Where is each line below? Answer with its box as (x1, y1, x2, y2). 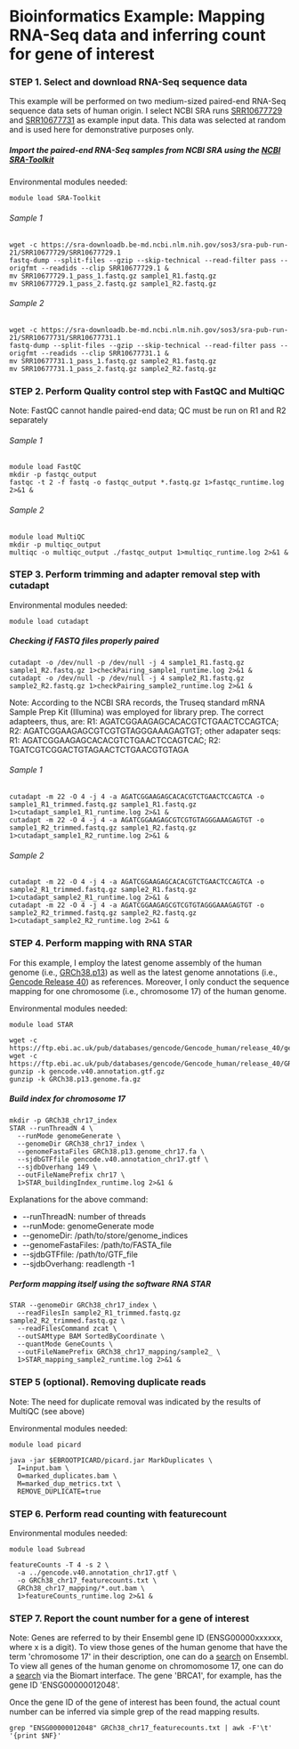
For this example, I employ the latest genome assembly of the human (9, 957, 263, 968)
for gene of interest (9, 45, 155, 64)
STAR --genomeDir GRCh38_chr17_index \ (9, 1301, 158, 1310)
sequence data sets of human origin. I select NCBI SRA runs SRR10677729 (9, 105, 283, 117)
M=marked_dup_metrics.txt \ (17, 1479, 122, 1488)
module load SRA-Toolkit (9, 194, 101, 203)
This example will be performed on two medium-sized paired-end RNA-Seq (9, 96, 287, 107)
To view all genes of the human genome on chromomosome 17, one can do (9, 1661, 284, 1672)
